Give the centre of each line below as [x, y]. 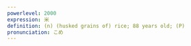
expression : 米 [28, 20]
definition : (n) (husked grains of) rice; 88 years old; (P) [96, 26]
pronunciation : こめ [35, 32]
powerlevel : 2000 [32, 13]
